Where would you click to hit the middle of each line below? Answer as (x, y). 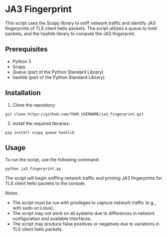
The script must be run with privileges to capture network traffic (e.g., (84, 203)
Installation (23, 93)
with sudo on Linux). (33, 208)
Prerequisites (26, 49)
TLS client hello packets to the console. (46, 184)
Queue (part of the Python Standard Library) (58, 72)
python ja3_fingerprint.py (33, 169)
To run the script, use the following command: (52, 160)
